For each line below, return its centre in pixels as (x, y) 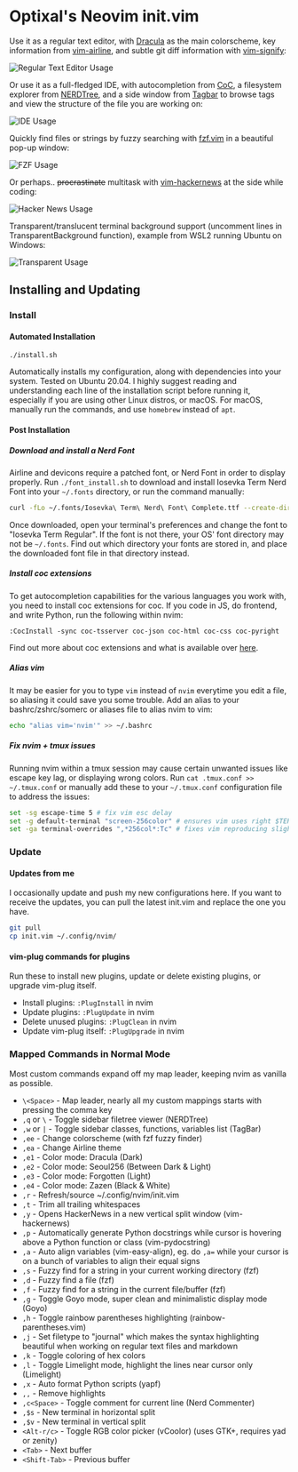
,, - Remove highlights (64, 1393)
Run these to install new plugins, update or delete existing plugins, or (135, 976)
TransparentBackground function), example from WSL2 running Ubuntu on (145, 235)
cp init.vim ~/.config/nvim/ (63, 936)
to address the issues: (50, 796)
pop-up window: (39, 148)
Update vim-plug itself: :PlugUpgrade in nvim (103, 1031)
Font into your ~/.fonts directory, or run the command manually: (127, 492)
